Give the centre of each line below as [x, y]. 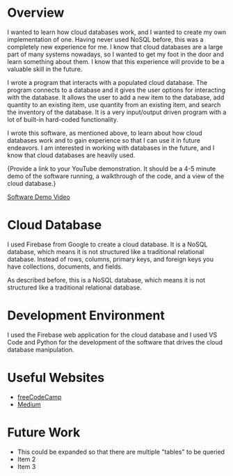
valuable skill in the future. [45, 69]
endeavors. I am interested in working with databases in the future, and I [111, 148]
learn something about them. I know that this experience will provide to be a [116, 61]
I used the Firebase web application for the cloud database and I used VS [112, 335]
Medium [29, 404]
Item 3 [26, 466]
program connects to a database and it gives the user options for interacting [116, 90]
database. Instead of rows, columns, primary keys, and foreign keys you [111, 259]
